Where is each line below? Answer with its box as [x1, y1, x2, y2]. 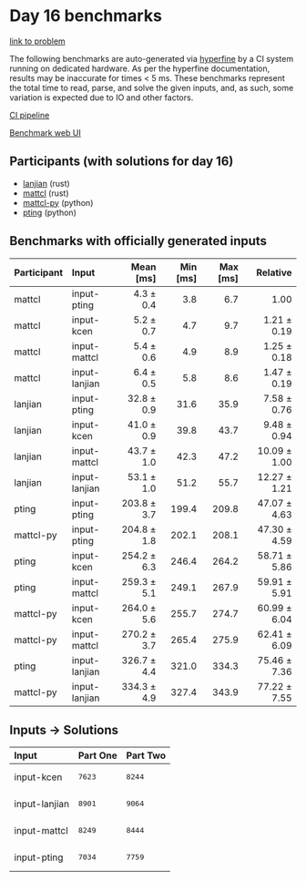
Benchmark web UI [9, 127, 82, 138]
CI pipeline [9, 109, 50, 120]
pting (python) [22, 207, 77, 218]
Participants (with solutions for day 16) [9, 154, 234, 169]
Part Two [126, 749, 167, 762]
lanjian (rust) [22, 178, 70, 189]
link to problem [9, 36, 66, 46]
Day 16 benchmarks [9, 5, 162, 26]
